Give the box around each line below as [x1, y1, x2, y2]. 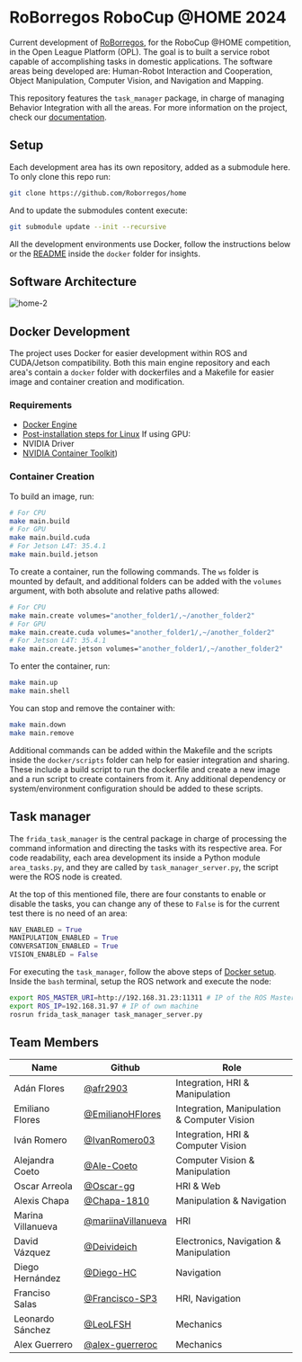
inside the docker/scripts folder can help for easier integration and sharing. [9, 754, 290, 765]
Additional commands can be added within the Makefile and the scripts [9, 744, 273, 755]
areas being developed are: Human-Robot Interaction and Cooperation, [9, 66, 273, 76]
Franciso [13, 1286, 51, 1299]
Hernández [13, 1272, 61, 1285]
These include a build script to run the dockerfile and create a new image [9, 763, 280, 775]
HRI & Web [175, 1180, 221, 1193]
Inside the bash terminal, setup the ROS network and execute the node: [9, 976, 271, 987]
